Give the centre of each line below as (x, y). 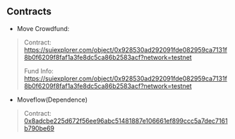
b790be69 (39, 128)
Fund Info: (38, 71)
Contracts (29, 12)
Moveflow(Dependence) (52, 99)
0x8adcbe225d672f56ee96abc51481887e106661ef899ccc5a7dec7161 (126, 121)
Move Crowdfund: (43, 28)
